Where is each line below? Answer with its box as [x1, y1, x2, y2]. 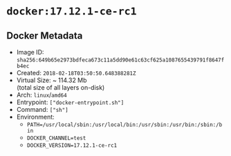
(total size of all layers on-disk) [16, 84, 105, 91]
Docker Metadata [6, 30, 83, 41]
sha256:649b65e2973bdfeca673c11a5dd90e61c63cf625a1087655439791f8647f [16, 57, 225, 64]
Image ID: [16, 48, 44, 56]
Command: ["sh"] [16, 106, 68, 113]
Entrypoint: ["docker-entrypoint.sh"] [16, 98, 124, 106]
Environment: [16, 113, 55, 121]
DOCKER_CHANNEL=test [26, 135, 86, 142]
